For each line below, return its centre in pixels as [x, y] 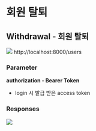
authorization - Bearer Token [43, 81]
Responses [23, 109]
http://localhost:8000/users [48, 52]
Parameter [22, 67]
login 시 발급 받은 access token [52, 93]
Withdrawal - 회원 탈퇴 [47, 36]
